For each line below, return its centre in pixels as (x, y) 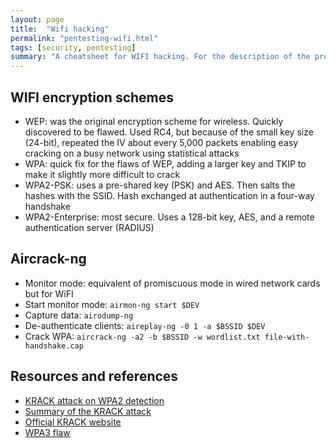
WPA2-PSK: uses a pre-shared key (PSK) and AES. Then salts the (160, 185)
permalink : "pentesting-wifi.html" (84, 38)
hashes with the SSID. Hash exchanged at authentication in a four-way (169, 195)
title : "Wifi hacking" (60, 29)
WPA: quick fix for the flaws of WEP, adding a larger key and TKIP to (165, 163)
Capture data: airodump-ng (79, 315)
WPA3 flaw (47, 432)
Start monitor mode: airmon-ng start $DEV (112, 304)
